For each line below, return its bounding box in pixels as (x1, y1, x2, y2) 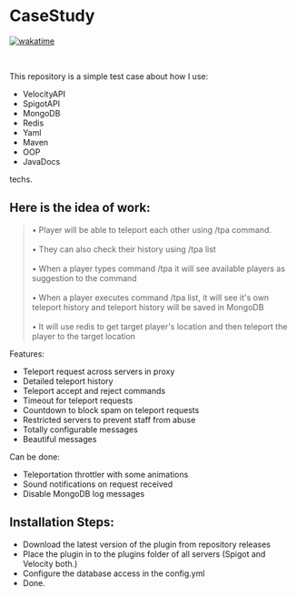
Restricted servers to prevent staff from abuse (22, 414, 196, 425)
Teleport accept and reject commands (22, 385, 166, 396)
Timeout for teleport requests (22, 395, 134, 406)
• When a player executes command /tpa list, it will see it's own (31, 292, 270, 303)
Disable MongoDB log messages (22, 488, 145, 499)
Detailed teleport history (22, 375, 114, 387)
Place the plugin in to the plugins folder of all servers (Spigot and (22, 548, 266, 560)
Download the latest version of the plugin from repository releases (22, 539, 271, 550)
